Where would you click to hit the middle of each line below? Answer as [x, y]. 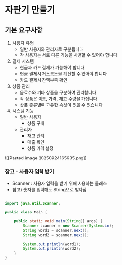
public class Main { [26, 212]
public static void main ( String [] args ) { [58, 221]
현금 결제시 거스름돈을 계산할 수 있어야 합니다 [63, 74]
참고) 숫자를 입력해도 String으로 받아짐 [50, 190]
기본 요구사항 [24, 30]
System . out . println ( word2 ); [52, 249]
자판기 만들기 [30, 10]
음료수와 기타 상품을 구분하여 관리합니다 [58, 92]
